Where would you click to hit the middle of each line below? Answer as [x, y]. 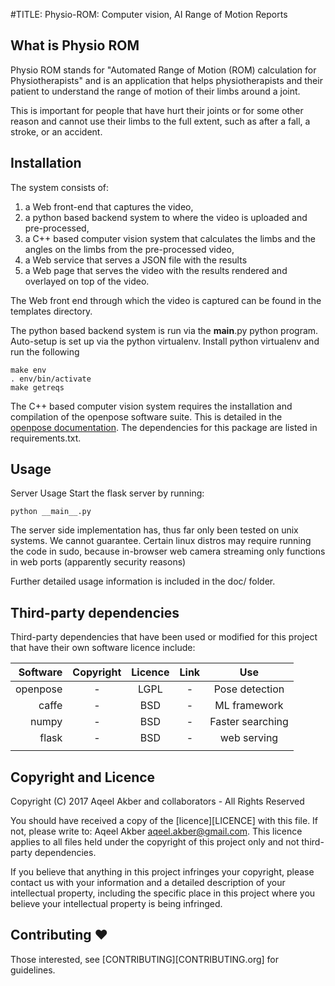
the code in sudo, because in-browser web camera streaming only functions [168, 551]
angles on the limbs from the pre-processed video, [129, 249]
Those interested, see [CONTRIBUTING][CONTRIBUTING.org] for [145, 959]
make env [28, 370]
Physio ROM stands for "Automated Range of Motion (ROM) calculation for [163, 70]
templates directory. [51, 311]
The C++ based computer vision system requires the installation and [151, 406]
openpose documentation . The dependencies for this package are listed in [164, 427]
